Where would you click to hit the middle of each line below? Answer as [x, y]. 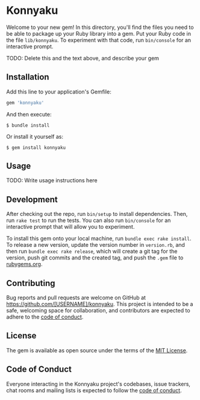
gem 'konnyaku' [25, 103]
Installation [28, 77]
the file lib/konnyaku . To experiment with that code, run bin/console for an [99, 40]
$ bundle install [28, 125]
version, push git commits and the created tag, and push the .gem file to [95, 258]
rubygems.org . [24, 264]
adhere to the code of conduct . [45, 317]
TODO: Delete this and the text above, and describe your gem [83, 58]
